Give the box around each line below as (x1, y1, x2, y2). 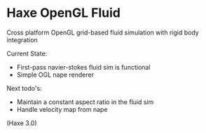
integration (6, 35, 38, 44)
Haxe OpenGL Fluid (6, 5, 121, 21)
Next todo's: (6, 84, 43, 92)
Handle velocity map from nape (16, 105, 108, 113)
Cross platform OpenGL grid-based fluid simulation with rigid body (6, 28, 199, 37)
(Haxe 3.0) (6, 118, 37, 127)
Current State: (6, 49, 48, 58)
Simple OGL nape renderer (16, 70, 94, 79)
